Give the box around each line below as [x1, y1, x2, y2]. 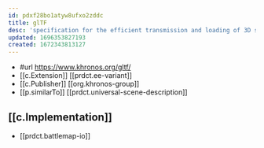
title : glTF [8, 19, 47, 27]
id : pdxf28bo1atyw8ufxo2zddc [8, 11, 104, 20]
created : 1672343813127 [8, 41, 86, 49]
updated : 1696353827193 [8, 33, 86, 42]
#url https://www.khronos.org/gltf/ [19, 62, 131, 72]
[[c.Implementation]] [8, 110, 112, 124]
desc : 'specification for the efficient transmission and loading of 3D [8, 26, 251, 34]
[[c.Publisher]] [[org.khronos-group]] [19, 80, 140, 89]
